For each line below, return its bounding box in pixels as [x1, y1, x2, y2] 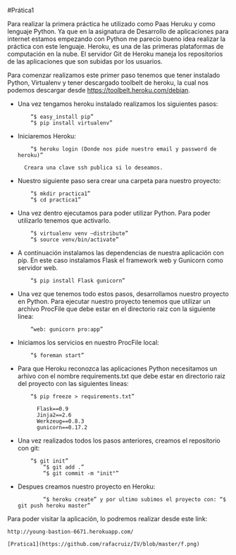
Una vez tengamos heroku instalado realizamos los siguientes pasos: [17, 100, 218, 108]
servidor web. [17, 264, 58, 271]
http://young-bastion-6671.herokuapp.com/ [7, 528, 134, 535]
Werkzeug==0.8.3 [36, 418, 85, 425]
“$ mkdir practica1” [30, 190, 91, 197]
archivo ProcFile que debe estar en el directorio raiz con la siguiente [17, 305, 216, 313]
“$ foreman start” [30, 352, 85, 359]
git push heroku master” [17, 502, 91, 509]
